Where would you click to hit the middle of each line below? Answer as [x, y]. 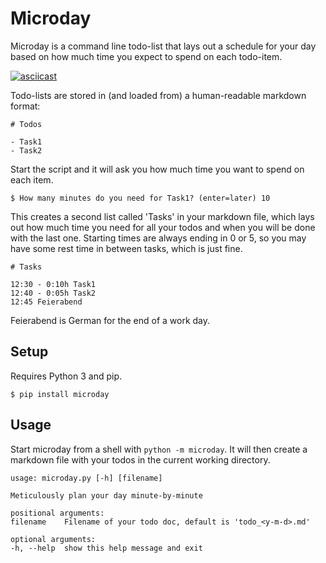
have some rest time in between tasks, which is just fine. [126, 248]
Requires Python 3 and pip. [66, 376]
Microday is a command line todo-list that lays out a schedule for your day [163, 46]
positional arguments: [57, 513]
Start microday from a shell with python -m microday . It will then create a [159, 449]
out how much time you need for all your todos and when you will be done [163, 227]
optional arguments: [53, 539]
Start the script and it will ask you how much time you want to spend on [157, 169]
